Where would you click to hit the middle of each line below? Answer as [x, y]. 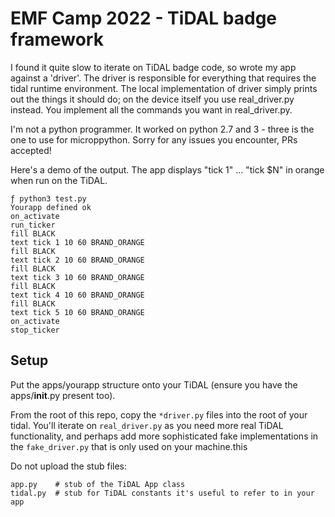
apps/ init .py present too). [63, 395]
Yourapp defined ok [51, 207]
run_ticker [33, 225]
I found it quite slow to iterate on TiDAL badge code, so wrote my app [153, 67]
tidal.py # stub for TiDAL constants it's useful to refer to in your [162, 493]
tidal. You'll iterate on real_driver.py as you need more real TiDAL [147, 425]
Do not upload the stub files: [69, 466]
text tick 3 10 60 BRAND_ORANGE [77, 277]
